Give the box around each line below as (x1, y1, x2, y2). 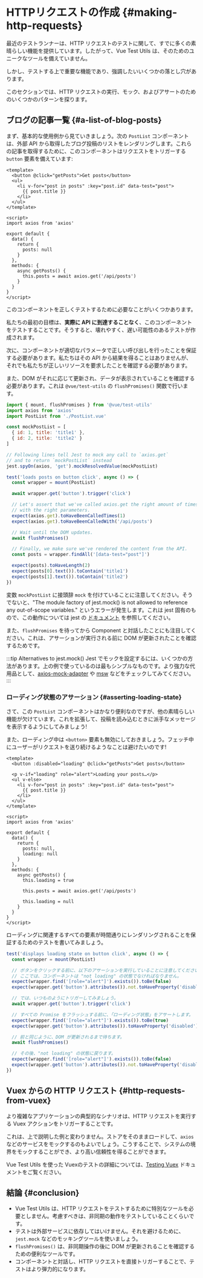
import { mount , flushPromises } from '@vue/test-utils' (6, 402, 153, 408)
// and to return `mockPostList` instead (6, 457, 112, 463)
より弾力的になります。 (31, 1265, 89, 1273)
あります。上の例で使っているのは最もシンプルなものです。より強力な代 (16, 662, 195, 669)
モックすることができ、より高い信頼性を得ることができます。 (16, 1148, 170, 1155)
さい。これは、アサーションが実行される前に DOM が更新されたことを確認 (11, 634, 197, 641)
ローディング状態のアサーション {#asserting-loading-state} (6, 693, 182, 701)
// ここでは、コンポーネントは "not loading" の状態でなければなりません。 (11, 973, 182, 979)
